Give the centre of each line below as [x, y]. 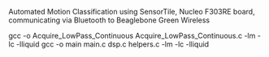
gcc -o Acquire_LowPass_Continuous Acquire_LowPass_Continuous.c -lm [132, 36]
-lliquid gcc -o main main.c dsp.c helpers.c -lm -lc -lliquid [113, 44]
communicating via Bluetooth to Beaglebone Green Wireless [109, 20]
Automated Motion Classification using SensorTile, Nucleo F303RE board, [132, 12]
